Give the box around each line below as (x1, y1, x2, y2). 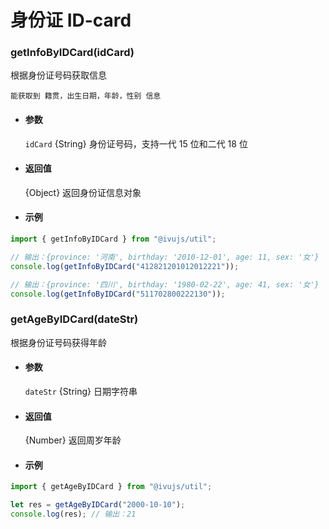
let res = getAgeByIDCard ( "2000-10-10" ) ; (10, 500, 186, 510)
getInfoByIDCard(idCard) (10, 46, 135, 60)
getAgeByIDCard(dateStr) (10, 312, 139, 326)
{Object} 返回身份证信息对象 (24, 186, 142, 198)
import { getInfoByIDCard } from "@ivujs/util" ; (10, 234, 217, 245)
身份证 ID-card (10, 9, 132, 32)
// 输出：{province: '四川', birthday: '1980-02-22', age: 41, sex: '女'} (10, 279, 320, 290)
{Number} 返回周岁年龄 (24, 434, 122, 446)
